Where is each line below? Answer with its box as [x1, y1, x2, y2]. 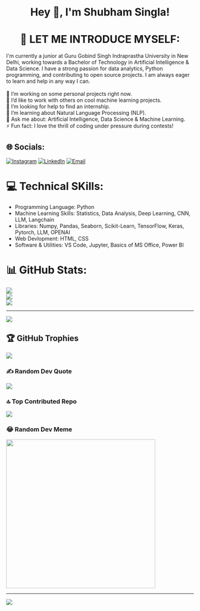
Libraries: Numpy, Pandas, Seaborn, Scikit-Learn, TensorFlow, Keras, [14, 222, 185, 229]
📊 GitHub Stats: [6, 263, 87, 277]
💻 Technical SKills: [6, 180, 104, 193]
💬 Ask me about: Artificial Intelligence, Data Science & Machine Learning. [6, 116, 186, 123]
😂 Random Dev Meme [6, 425, 73, 434]
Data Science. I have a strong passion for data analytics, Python [6, 65, 163, 72]
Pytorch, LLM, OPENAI [14, 229, 70, 236]
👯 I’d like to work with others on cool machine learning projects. [6, 96, 162, 104]
